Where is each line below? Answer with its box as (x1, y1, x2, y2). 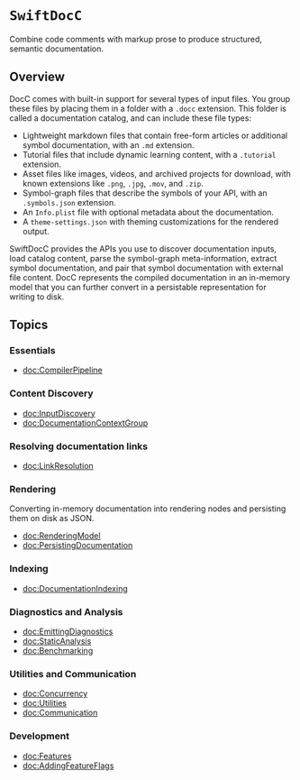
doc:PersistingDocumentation (22, 540, 133, 551)
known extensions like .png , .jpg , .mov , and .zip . (22, 178, 205, 188)
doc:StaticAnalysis (22, 635, 92, 647)
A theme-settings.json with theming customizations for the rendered (22, 216, 279, 227)
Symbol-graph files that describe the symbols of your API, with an (22, 188, 268, 198)
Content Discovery (9, 387, 94, 399)
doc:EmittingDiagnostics (22, 626, 114, 637)
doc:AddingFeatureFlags (22, 760, 114, 771)
